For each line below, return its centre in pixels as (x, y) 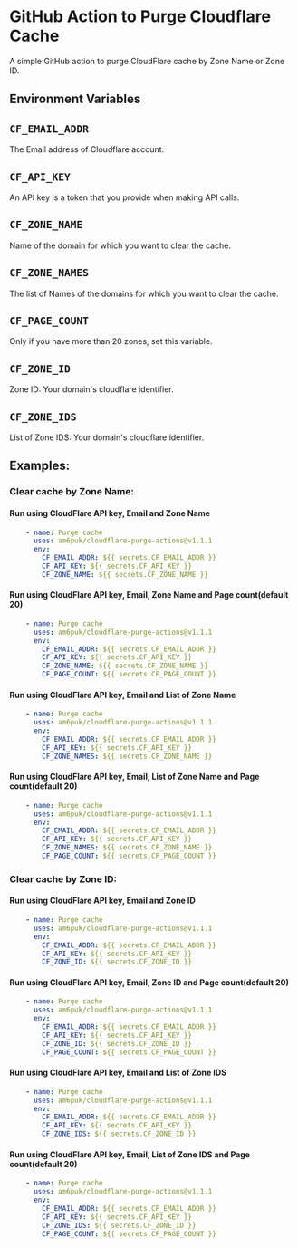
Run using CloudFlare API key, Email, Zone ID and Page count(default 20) (149, 982)
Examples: (40, 466)
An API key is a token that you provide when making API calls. (125, 197)
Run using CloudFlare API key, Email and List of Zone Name (123, 695)
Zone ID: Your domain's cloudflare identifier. (91, 389)
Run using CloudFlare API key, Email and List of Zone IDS (118, 1073)
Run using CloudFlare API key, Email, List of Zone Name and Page (135, 777)
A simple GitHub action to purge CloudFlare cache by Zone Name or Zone (147, 61)
